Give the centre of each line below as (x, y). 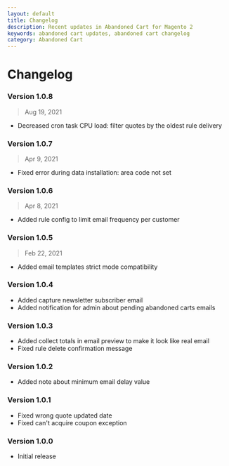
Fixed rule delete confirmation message (75, 349)
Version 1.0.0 (30, 441)
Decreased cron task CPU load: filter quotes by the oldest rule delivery (120, 125)
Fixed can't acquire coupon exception (72, 422)
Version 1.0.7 (30, 143)
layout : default (31, 14)
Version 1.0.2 (30, 367)
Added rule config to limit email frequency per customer (99, 220)
